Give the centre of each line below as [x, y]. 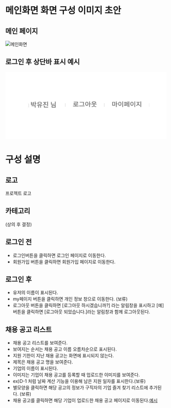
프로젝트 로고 [18, 193]
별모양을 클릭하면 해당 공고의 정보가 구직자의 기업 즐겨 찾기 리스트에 [80, 388]
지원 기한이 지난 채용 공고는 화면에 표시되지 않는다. [63, 356]
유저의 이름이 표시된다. [35, 293]
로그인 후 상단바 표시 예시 [43, 62]
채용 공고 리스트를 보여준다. [40, 343]
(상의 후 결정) [19, 224]
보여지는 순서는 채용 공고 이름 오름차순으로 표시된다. [65, 349]
